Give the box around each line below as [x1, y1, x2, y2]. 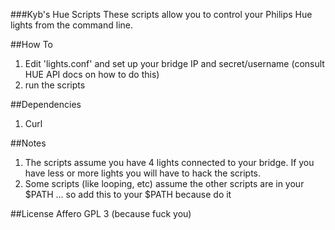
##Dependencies [10, 99, 82, 110]
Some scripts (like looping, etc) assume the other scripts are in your [24, 178, 305, 189]
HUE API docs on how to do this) [24, 69, 160, 80]
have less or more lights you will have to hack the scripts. [24, 167, 262, 179]
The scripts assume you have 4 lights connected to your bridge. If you [24, 157, 315, 168]
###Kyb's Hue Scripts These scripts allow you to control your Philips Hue [10, 9, 313, 20]
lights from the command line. [10, 19, 133, 31]
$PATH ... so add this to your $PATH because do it [24, 189, 232, 200]
